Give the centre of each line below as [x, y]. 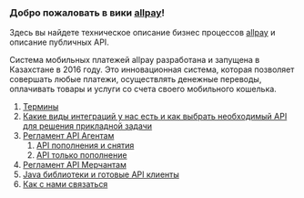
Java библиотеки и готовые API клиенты [101, 174]
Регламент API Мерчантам [75, 165]
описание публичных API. [59, 42]
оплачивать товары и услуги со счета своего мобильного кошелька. [143, 89]
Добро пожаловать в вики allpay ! [87, 13]
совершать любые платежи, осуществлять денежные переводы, [136, 79]
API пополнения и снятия [85, 146]
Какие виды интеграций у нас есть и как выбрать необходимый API [155, 117]
